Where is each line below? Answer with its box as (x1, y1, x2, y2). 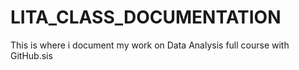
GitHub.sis (10, 49, 53, 61)
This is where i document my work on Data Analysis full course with (10, 39, 290, 51)
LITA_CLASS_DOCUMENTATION (10, 6, 282, 29)
